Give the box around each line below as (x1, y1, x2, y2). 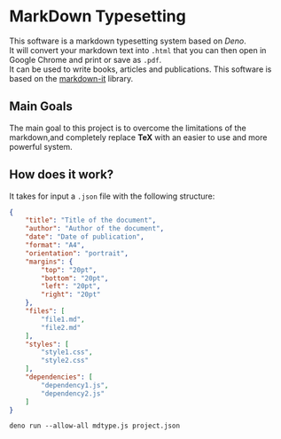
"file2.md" (41, 323, 82, 332)
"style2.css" (41, 357, 90, 365)
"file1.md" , (41, 315, 86, 324)
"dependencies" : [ (25, 372, 93, 382)
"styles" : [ (25, 340, 69, 349)
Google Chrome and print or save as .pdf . (9, 54, 162, 65)
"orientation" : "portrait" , (25, 248, 129, 258)
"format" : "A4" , (25, 241, 86, 250)
